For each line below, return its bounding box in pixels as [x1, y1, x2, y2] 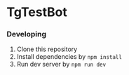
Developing [6, 29, 47, 39]
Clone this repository [16, 45, 78, 53]
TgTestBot [6, 4, 67, 20]
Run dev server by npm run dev [16, 60, 107, 69]
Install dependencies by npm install [16, 53, 122, 61]
